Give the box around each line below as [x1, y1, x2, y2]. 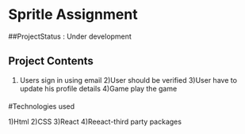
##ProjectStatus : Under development [8, 32, 132, 41]
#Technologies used [8, 102, 75, 111]
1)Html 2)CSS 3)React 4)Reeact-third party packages [8, 117, 182, 127]
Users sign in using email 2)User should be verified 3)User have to [19, 75, 238, 84]
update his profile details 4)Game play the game [19, 84, 178, 93]
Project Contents [8, 54, 94, 68]
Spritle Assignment [8, 6, 138, 24]
